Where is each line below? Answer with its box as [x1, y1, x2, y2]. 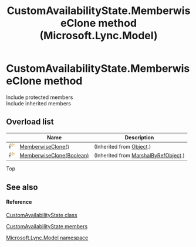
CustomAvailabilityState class [6, 211, 77, 218]
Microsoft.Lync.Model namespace [6, 234, 89, 241]
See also [6, 182, 38, 192]
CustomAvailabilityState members [6, 222, 88, 229]
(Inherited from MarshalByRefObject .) [93, 152, 185, 159]
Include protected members [6, 94, 73, 101]
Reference [6, 198, 32, 205]
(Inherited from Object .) [93, 143, 151, 150]
